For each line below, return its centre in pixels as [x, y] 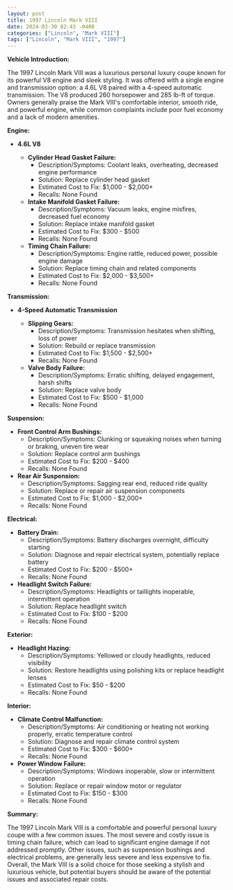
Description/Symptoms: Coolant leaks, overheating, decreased [128, 165]
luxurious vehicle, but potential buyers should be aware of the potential [109, 872]
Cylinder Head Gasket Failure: [72, 158]
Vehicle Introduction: [38, 59]
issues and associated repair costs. [58, 880]
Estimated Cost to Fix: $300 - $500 [89, 232]
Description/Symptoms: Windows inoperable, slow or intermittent [121, 771]
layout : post [26, 14]
